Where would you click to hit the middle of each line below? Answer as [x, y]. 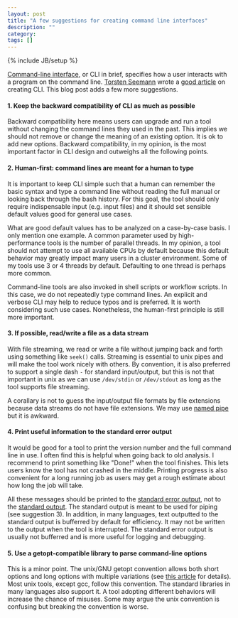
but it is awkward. [33, 416]
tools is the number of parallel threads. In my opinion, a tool [134, 243]
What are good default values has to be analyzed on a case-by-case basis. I [119, 227]
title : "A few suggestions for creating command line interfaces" [108, 21]
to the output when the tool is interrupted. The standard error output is [110, 529]
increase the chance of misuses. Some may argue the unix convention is [114, 599]
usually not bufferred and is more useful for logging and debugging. [107, 536]
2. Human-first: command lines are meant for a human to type [101, 168]
